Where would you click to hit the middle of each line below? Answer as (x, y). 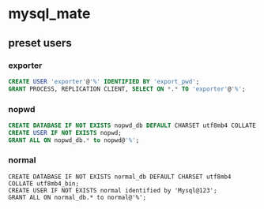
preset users (40, 43)
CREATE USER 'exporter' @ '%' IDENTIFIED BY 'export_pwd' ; (104, 81)
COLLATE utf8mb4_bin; (44, 183)
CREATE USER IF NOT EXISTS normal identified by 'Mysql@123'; (113, 190)
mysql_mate (49, 14)
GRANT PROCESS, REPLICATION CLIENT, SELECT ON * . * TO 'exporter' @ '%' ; (127, 89)
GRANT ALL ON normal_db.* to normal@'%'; (77, 197)
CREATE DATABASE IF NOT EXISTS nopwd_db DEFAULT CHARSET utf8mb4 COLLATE (132, 125)
